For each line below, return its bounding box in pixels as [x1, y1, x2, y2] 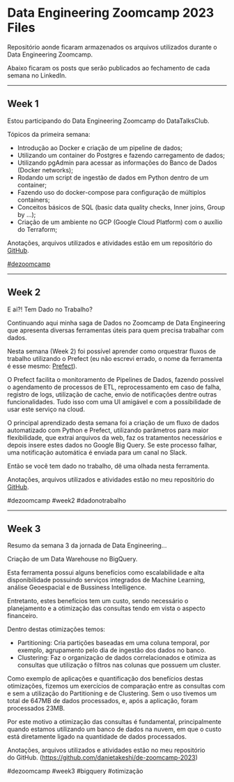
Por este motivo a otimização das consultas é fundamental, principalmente [7, 718, 221, 726]
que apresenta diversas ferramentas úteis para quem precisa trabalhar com [7, 326, 224, 334]
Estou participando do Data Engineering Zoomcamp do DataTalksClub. [7, 117, 210, 125]
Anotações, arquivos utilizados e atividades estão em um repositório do [7, 239, 212, 247]
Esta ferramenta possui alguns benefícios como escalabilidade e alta [7, 568, 205, 577]
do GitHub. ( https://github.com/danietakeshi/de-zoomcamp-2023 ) [7, 753, 198, 762]
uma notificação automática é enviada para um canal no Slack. [7, 448, 187, 457]
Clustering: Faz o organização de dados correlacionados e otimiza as [17, 654, 217, 662]
